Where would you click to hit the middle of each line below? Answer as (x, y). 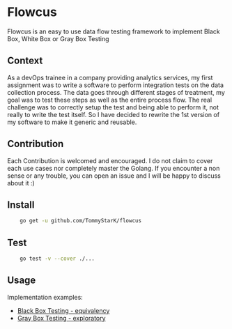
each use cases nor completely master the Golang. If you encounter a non (114, 168)
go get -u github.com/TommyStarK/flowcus (80, 221)
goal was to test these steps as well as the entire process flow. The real (110, 100)
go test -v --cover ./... (57, 259)
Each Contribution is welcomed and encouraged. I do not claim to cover (110, 160)
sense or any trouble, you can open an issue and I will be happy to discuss (114, 176)
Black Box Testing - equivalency (63, 310)
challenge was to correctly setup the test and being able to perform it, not (113, 107)
